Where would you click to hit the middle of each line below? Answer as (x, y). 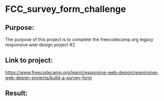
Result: (16, 93)
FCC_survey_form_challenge (66, 9)
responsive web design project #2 (40, 45)
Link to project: (29, 60)
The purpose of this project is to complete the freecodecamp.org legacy (79, 39)
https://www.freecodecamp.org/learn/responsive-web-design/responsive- (82, 72)
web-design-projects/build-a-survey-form (49, 78)
